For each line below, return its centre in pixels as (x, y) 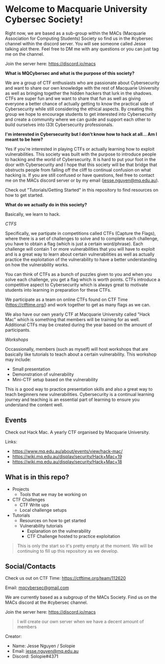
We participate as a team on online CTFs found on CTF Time (66, 299)
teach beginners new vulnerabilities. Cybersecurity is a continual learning (80, 394)
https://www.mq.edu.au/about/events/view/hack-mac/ (67, 451)
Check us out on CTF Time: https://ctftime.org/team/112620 (66, 578)
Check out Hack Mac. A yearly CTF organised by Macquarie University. (78, 432)
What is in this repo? (37, 477)
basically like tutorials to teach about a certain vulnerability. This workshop (81, 354)
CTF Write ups (34, 505)
